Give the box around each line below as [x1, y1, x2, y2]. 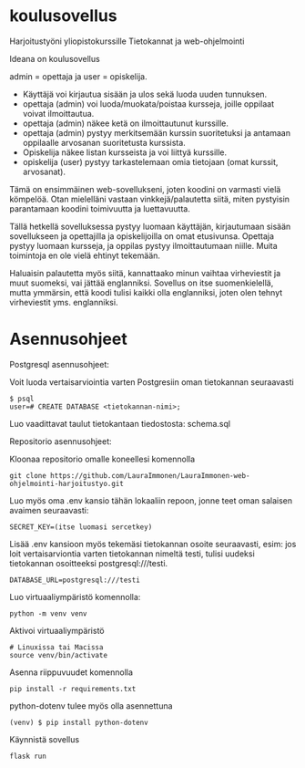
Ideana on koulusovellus [9, 53, 100, 64]
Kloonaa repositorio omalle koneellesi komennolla [9, 453, 196, 464]
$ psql [9, 394, 35, 403]
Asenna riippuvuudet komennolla [9, 667, 134, 678]
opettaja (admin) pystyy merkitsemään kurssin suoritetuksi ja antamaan [22, 127, 291, 138]
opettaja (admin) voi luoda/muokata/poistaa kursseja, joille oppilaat [22, 98, 275, 109]
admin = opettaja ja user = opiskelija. [9, 70, 147, 82]
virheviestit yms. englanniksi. [9, 296, 118, 307]
